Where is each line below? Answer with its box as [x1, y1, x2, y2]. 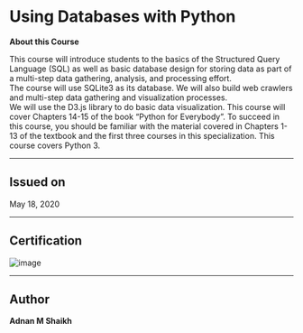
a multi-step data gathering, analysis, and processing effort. [9, 72, 233, 83]
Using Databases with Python [9, 6, 236, 27]
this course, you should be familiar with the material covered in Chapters [9, 120, 280, 132]
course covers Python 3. [9, 140, 101, 151]
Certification [9, 233, 83, 249]
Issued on [9, 174, 66, 190]
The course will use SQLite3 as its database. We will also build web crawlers [9, 82, 293, 93]
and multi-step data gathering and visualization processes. [9, 92, 228, 103]
